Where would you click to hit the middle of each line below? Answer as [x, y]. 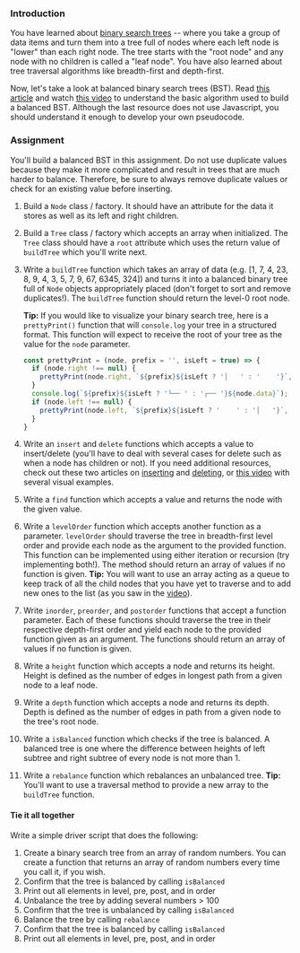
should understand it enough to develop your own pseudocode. [128, 117]
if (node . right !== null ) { [84, 369]
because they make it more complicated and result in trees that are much [145, 170]
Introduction [38, 13]
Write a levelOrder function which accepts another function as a [142, 527]
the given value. [53, 509]
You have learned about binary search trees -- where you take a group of [145, 33]
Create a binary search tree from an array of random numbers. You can [154, 852]
